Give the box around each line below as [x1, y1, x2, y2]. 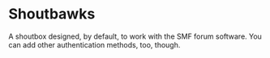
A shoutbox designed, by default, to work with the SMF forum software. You [8, 31, 262, 41]
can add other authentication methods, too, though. [8, 39, 181, 49]
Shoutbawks [8, 5, 96, 23]
